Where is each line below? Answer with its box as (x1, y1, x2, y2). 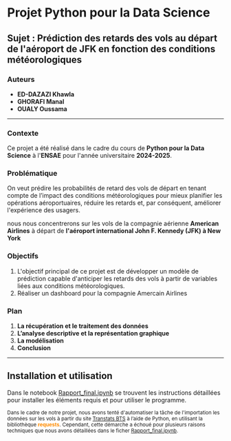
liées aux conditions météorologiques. (16, 281, 125, 290)
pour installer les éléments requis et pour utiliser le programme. (7, 396, 187, 404)
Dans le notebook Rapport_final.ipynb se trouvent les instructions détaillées (7, 388, 221, 397)
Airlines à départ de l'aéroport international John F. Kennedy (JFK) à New (7, 227, 221, 235)
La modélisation (16, 336, 64, 345)
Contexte (7, 128, 39, 138)
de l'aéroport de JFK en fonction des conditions (7, 43, 216, 54)
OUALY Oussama (16, 105, 67, 113)
